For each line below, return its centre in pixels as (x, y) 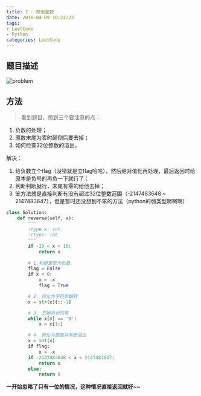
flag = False (44, 269)
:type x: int (44, 229)
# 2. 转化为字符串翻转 (53, 296)
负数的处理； (31, 130)
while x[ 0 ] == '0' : (53, 319)
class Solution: (27, 212)
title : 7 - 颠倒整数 (30, 12)
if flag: (39, 346)
